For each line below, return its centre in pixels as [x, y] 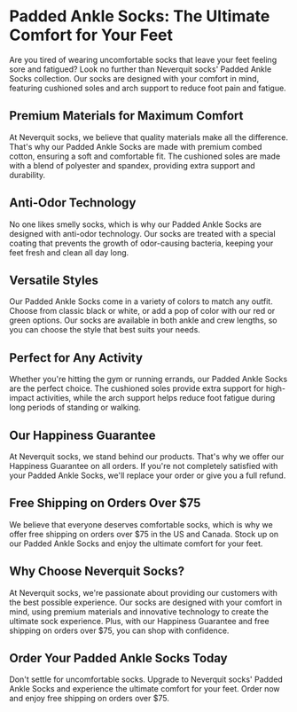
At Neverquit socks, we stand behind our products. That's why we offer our [147, 457]
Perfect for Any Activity [76, 358]
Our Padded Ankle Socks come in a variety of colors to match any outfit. [141, 301]
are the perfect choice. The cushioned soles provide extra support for [137, 388]
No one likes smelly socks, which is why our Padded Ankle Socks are [136, 224]
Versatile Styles [54, 280]
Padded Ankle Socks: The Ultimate [140, 16]
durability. [27, 175]
